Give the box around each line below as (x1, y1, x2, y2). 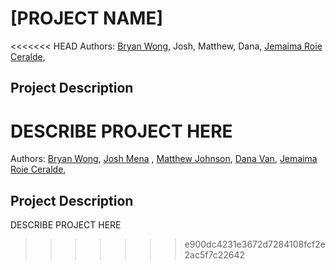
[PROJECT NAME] (10, 7, 163, 30)
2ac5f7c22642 (184, 249, 246, 261)
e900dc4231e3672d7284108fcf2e (184, 238, 326, 251)
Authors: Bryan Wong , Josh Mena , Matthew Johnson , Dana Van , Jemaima (10, 153, 318, 165)
